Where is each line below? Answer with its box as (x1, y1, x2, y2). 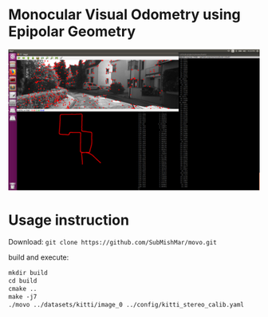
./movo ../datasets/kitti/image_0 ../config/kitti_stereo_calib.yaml (8, 301, 245, 309)
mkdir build (8, 269, 48, 277)
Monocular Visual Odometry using (8, 6, 241, 24)
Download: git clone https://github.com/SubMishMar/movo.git (8, 237, 217, 247)
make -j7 (8, 293, 37, 301)
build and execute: (8, 252, 69, 262)
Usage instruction (8, 211, 130, 229)
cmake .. (8, 285, 37, 293)
